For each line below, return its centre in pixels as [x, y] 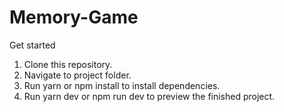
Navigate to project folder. [77, 75]
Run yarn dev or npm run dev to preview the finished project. [149, 96]
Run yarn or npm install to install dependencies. [122, 85]
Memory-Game [74, 17]
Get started [32, 45]
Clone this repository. [68, 64]
